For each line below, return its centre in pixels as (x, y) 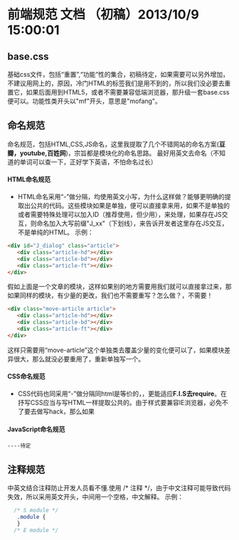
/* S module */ (36, 510)
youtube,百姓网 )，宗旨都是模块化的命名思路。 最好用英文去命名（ (116, 153)
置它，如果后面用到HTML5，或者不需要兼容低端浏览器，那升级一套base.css (118, 92)
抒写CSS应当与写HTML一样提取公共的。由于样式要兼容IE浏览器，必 (117, 402)
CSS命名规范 (26, 376)
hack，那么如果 (71, 411)
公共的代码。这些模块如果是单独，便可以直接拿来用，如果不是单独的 (130, 206)
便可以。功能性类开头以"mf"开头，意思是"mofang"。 (84, 101)
